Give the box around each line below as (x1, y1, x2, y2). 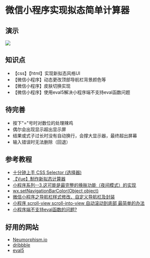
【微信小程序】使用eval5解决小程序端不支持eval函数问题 (12, 89, 130, 95)
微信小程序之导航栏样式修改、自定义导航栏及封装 (12, 194, 115, 200)
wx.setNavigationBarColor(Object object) (12, 188, 99, 194)
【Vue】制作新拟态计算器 (12, 176, 66, 182)
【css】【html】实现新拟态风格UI (12, 70, 81, 76)
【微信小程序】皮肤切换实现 (12, 83, 71, 89)
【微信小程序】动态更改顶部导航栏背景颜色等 (12, 77, 106, 83)
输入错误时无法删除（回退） (12, 139, 71, 145)
